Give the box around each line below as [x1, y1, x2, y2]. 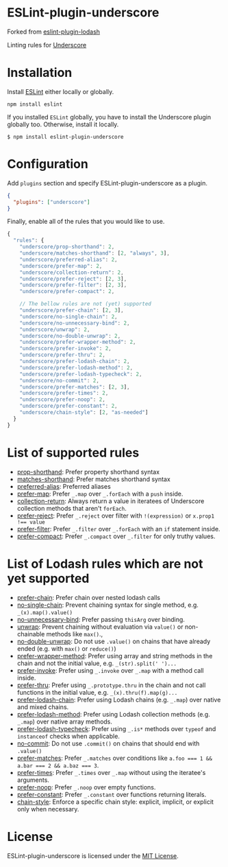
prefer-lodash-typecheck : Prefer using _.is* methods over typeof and [16, 724, 216, 732]
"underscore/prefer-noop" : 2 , [19, 396, 106, 403]
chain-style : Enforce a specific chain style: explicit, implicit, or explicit [16, 798, 214, 806]
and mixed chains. [16, 702, 69, 711]
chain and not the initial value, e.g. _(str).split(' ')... [16, 659, 177, 667]
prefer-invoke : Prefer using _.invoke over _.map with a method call [16, 666, 204, 674]
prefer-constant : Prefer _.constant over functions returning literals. [16, 790, 207, 798]
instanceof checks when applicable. [16, 732, 120, 740]
